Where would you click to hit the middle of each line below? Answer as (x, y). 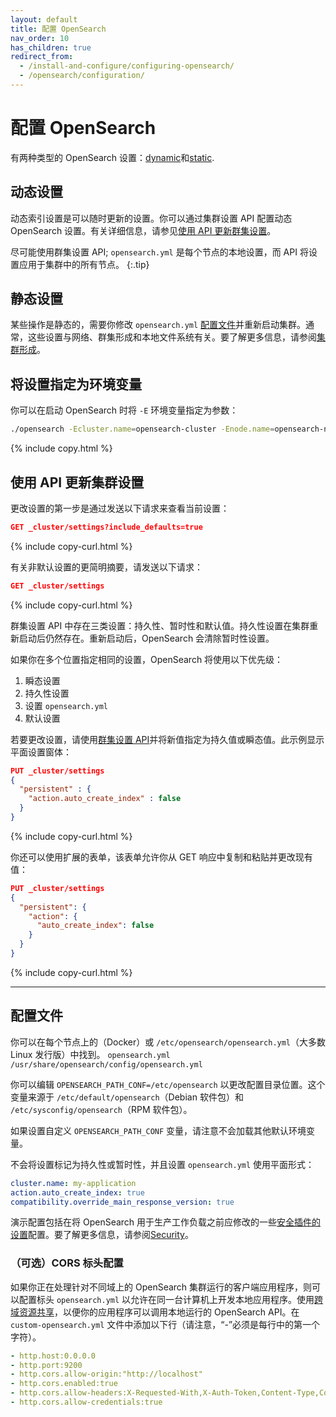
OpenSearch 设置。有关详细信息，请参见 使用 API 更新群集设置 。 (143, 230)
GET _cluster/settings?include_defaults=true (106, 527)
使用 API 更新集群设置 (77, 482)
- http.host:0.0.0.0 (53, 1356)
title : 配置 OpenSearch (58, 29)
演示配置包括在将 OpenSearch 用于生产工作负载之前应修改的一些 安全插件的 (166, 1222)
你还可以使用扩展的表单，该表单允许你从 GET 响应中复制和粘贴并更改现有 (161, 857)
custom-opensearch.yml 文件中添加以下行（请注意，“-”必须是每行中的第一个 (165, 1324)
